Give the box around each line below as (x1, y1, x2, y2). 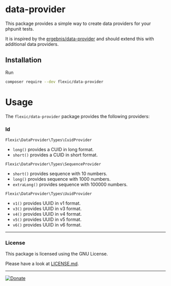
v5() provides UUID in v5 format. (12, 216, 82, 222)
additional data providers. (5, 41, 59, 47)
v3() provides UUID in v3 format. (12, 205, 82, 212)
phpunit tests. (5, 25, 34, 32)
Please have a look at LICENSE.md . (5, 261, 79, 267)
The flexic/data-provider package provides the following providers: (5, 113, 150, 119)
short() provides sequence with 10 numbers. (12, 170, 108, 177)
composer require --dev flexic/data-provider (5, 79, 103, 84)
